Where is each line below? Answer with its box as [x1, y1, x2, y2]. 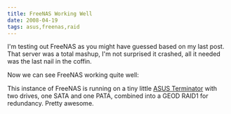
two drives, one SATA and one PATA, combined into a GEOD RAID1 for [7, 92, 209, 100]
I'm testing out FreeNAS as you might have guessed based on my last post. [7, 43, 225, 51]
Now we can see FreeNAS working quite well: [7, 71, 139, 79]
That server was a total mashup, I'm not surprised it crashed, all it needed [7, 50, 221, 58]
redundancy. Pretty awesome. [7, 99, 94, 108]
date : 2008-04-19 [7, 17, 58, 24]
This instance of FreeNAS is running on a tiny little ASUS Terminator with [7, 85, 218, 93]
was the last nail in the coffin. [7, 57, 93, 66]
